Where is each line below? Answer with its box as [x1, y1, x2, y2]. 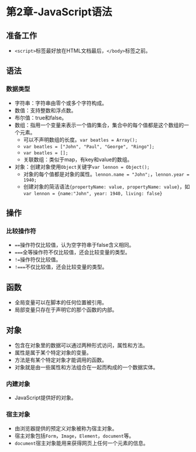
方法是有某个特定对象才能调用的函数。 [14, 356, 107, 363]
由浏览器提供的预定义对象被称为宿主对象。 [14, 424, 118, 431]
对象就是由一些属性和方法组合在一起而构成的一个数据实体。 [14, 364, 159, 371]
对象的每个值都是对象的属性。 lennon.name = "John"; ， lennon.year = [23, 171, 190, 178]
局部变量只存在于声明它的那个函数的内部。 [14, 306, 118, 314]
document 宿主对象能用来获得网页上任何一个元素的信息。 [14, 439, 149, 446]
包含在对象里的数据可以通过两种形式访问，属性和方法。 [14, 342, 148, 349]
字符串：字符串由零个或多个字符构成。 [14, 99, 107, 106]
